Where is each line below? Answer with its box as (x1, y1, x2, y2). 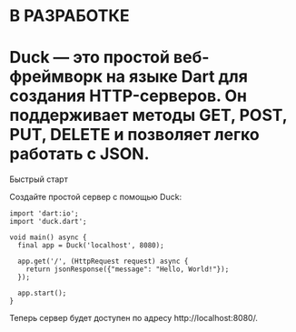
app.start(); (17, 288, 67, 298)
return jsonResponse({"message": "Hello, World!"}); (25, 265, 230, 274)
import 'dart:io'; (9, 209, 79, 218)
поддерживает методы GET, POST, (9, 106, 288, 126)
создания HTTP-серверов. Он (9, 86, 248, 106)
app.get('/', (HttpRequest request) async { (17, 257, 189, 267)
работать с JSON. (9, 144, 150, 165)
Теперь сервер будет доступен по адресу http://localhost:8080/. (9, 313, 259, 324)
